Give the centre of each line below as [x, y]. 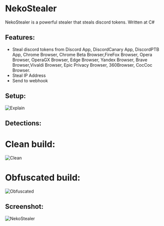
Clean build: [30, 144]
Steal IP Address [29, 75]
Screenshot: [24, 207]
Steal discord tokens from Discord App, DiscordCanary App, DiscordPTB [86, 49]
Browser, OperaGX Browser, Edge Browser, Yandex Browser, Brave [80, 60]
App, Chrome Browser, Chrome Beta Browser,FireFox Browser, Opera [82, 54]
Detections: [23, 123]
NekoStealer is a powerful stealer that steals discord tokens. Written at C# [80, 22]
